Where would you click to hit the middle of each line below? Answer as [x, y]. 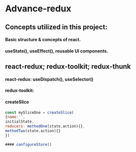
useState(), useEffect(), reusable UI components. [57, 51]
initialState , [20, 122]
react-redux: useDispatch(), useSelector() [49, 79]
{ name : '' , [15, 117]
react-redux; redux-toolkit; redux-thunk [68, 67]
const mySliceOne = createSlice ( [40, 112]
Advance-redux [38, 9]
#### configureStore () [28, 145]
